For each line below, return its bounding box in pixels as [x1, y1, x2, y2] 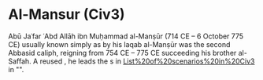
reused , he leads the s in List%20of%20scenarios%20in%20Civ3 [39, 56, 255, 66]
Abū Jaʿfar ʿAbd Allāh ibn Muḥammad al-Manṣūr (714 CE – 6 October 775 [8, 31, 244, 41]
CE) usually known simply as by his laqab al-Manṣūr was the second [8, 39, 231, 49]
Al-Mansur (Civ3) [8, 5, 125, 24]
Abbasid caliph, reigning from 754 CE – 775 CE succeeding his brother [8, 48, 237, 57]
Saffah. [8, 56, 31, 66]
